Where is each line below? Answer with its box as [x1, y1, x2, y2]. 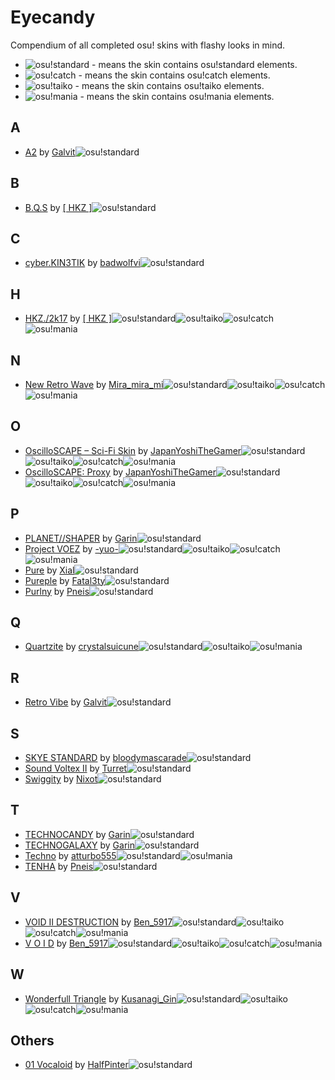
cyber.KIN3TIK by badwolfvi [24, 257, 141, 269]
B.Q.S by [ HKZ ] [24, 201, 93, 213]
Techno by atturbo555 [24, 849, 117, 861]
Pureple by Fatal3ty [24, 574, 106, 586]
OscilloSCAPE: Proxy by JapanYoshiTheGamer [24, 466, 217, 478]
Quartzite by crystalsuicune [24, 641, 139, 653]
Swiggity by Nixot [24, 773, 98, 785]
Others [10, 1032, 55, 1049]
